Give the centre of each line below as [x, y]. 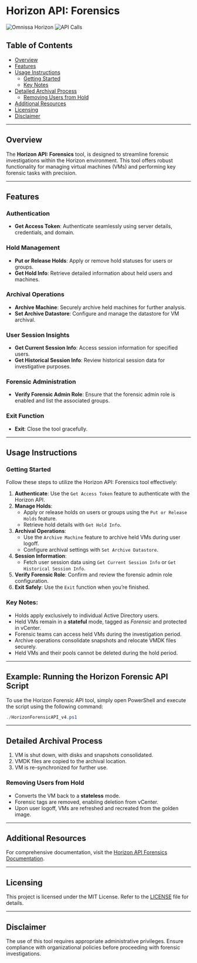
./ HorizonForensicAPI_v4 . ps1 [42, 717]
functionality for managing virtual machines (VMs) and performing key [91, 166]
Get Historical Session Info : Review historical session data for [90, 360]
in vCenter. [28, 628]
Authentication [28, 213]
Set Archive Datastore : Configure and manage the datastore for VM [97, 313]
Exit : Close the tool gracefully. [51, 429]
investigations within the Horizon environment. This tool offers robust [89, 160]
